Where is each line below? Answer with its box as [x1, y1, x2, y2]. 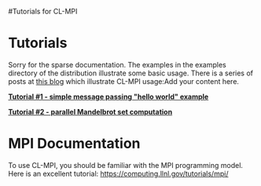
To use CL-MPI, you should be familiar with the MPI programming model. [8, 160, 244, 170]
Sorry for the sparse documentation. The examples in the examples [8, 60, 226, 69]
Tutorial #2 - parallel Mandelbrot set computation [8, 107, 173, 116]
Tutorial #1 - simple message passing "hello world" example [8, 92, 209, 101]
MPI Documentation [8, 135, 141, 152]
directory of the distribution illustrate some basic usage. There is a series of [8, 68, 254, 78]
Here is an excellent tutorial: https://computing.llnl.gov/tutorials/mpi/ [8, 169, 229, 178]
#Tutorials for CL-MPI [8, 7, 78, 16]
